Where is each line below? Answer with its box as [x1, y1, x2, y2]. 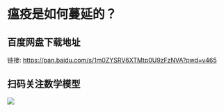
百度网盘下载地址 [7, 36, 81, 48]
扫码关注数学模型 [7, 78, 81, 90]
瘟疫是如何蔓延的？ [7, 6, 118, 22]
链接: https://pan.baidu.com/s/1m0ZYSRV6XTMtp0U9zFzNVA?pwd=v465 [7, 56, 217, 64]
